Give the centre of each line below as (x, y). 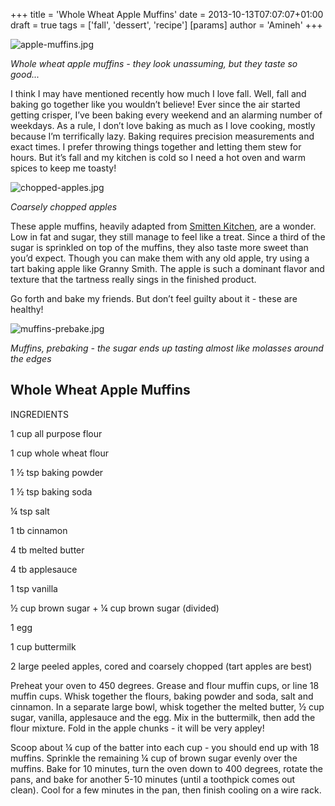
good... (25, 74)
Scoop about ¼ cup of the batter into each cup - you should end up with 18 (165, 747)
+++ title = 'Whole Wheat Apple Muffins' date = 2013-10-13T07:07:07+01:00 (167, 14)
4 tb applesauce (44, 569)
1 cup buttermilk (43, 646)
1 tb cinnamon (39, 530)
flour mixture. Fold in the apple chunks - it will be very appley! (137, 728)
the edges (31, 358)
